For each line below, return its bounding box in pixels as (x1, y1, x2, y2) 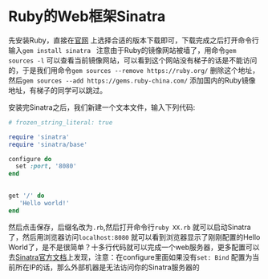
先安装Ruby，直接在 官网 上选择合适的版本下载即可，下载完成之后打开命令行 (8, 35, 259, 45)
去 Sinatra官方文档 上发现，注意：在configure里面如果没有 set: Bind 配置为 (8, 252, 253, 261)
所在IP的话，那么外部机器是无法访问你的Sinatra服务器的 (14, 262, 200, 272)
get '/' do (8, 192, 45, 200)
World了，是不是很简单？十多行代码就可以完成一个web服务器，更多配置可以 (8, 242, 260, 252)
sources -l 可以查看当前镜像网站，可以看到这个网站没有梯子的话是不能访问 (8, 55, 258, 65)
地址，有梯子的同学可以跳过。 (8, 85, 107, 95)
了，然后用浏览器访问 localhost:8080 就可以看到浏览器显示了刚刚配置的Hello (8, 232, 261, 241)
